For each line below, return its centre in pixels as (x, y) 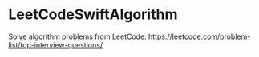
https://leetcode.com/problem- (199, 36)
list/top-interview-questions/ (55, 44)
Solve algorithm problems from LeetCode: (77, 36)
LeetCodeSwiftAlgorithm (93, 15)
